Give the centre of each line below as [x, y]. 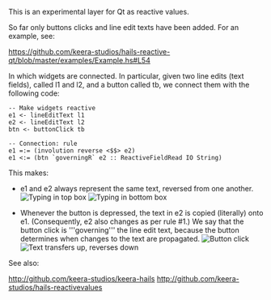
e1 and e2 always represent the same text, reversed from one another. [137, 189]
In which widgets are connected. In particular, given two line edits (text [126, 76]
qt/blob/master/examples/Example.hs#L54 [80, 60]
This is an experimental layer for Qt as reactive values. [99, 12]
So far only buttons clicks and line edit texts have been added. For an [124, 27]
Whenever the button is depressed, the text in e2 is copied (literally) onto [142, 213]
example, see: [32, 36]
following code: [34, 93]
